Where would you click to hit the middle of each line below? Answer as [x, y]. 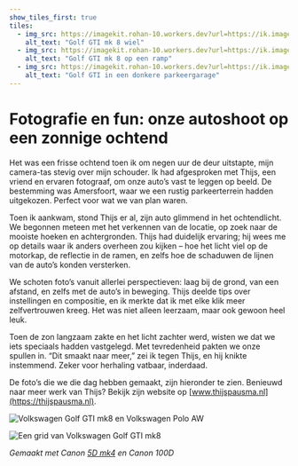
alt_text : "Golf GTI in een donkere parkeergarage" [122, 75]
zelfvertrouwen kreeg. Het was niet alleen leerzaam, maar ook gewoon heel [147, 310]
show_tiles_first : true [53, 17]
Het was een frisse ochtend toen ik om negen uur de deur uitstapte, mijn [141, 162]
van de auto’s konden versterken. [70, 265]
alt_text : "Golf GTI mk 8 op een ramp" [99, 59]
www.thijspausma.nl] [230, 391]
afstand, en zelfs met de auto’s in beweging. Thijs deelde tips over [130, 291]
